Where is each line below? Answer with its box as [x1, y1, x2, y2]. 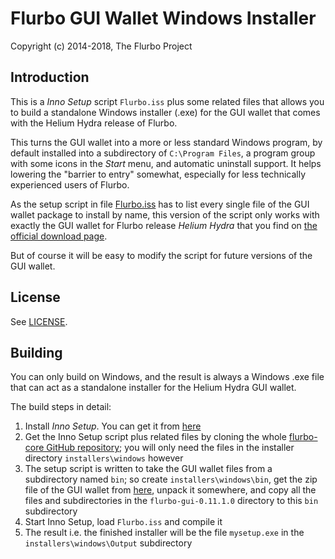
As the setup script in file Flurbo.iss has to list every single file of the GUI [10, 198, 310, 210]
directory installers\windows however [24, 452, 184, 464]
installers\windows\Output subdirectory [24, 537, 193, 549]
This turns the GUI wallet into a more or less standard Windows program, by [10, 136, 323, 148]
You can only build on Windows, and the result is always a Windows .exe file [10, 371, 325, 383]
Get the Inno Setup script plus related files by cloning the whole [24, 431, 287, 443]
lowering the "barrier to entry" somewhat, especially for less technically [10, 168, 307, 180]
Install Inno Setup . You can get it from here [24, 420, 202, 432]
